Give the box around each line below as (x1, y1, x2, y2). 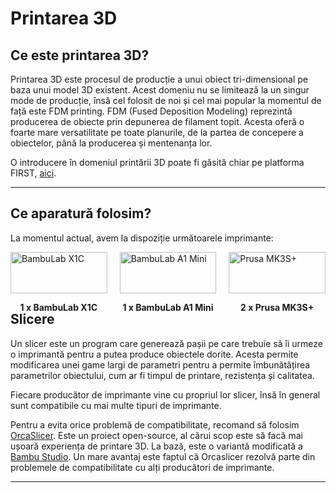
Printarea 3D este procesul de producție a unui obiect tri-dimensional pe (10, 73, 309, 85)
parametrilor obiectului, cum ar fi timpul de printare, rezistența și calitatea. (10, 369, 315, 381)
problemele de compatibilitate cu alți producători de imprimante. (10, 461, 275, 473)
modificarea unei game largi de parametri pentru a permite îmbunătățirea (10, 358, 311, 371)
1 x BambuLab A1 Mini (122, 301, 214, 313)
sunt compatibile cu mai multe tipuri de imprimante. (10, 399, 222, 411)
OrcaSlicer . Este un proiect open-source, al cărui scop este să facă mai (10, 429, 303, 441)
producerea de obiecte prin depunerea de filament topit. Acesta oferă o (10, 116, 305, 127)
